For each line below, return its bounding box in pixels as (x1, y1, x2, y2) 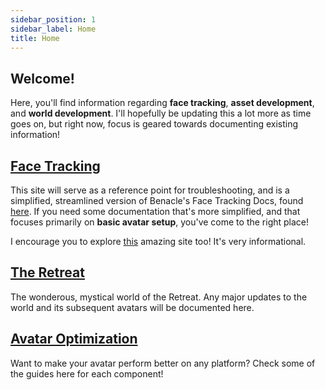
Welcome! (10, 70, 75, 87)
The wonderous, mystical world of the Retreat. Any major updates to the (10, 291, 308, 303)
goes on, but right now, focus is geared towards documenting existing (10, 118, 299, 130)
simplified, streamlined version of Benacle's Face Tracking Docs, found (10, 195, 304, 206)
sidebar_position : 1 (10, 14, 97, 25)
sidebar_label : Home (10, 24, 97, 34)
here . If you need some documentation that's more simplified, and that (10, 206, 301, 217)
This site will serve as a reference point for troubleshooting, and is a (10, 184, 290, 196)
